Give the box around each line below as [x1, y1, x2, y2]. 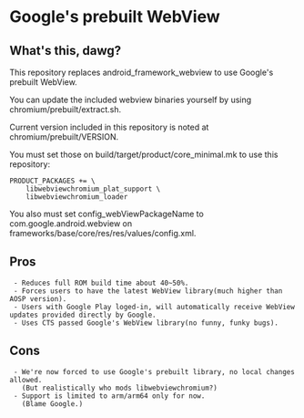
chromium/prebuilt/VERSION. [9, 131, 119, 142]
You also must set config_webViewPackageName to [9, 208, 205, 219]
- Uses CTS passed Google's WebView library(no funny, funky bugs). [13, 318, 279, 328]
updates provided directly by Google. [9, 310, 157, 319]
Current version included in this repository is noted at [9, 121, 209, 132]
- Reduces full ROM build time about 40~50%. [13, 278, 189, 287]
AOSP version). [9, 294, 67, 303]
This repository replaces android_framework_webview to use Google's [9, 67, 274, 78]
